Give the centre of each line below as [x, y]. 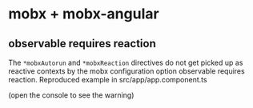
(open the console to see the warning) [71, 95]
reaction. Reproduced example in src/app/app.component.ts [108, 80]
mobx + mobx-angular [84, 14]
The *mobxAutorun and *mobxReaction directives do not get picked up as [126, 62]
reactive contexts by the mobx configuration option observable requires [127, 71]
